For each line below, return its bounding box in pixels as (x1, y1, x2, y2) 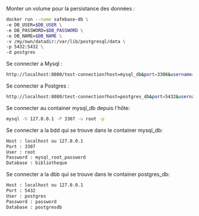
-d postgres (6, 50, 36, 56)
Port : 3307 (6, 143, 36, 150)
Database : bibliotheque (6, 160, 68, 166)
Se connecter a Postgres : (6, 82, 70, 89)
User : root (6, 149, 36, 155)
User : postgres (6, 193, 46, 199)
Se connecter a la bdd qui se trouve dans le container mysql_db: (6, 127, 163, 134)
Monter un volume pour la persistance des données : (6, 5, 135, 12)
